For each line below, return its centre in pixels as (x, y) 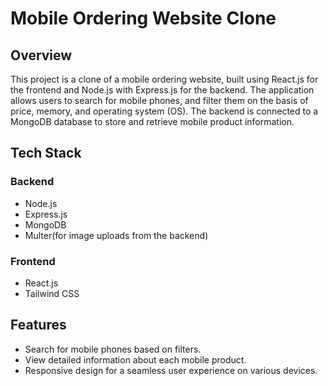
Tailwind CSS (52, 293)
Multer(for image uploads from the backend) (116, 235)
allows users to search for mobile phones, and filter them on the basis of (159, 100)
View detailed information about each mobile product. (135, 359)
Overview (41, 55)
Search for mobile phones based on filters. (113, 349)
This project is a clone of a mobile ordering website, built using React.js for (164, 79)
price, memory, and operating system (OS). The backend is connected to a (164, 111)
